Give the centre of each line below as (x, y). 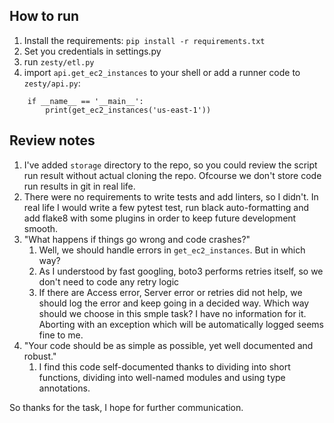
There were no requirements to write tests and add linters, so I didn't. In (171, 196)
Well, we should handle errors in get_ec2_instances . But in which (172, 250)
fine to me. (61, 335)
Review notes (52, 140)
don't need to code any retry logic (109, 281)
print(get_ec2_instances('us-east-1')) (128, 110)
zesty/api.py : (52, 83)
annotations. (64, 388)
